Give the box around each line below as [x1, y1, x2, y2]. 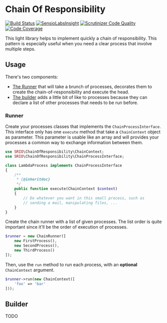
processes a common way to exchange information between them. [5, 140, 143, 146]
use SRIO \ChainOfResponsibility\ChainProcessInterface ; [5, 154, 124, 159]
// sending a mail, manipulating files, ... [23, 200, 118, 205]
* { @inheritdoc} [16, 177, 51, 182]
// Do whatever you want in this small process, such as [23, 195, 144, 200]
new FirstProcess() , [14, 239, 57, 244]
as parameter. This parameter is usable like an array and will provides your [5, 134, 159, 140]
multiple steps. [5, 46, 36, 52]
